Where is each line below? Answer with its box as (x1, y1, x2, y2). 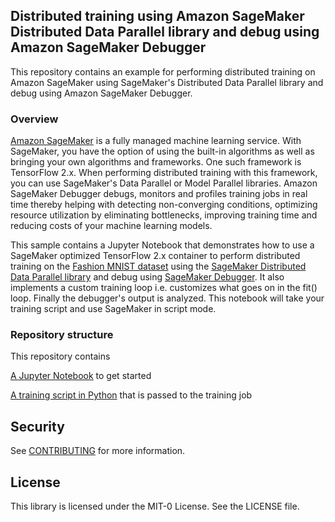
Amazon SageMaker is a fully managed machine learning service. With (10, 135, 302, 147)
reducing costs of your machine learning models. (10, 220, 213, 232)
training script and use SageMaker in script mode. (10, 303, 217, 315)
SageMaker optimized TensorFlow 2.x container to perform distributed (10, 250, 301, 262)
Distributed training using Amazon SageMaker (10, 8, 305, 25)
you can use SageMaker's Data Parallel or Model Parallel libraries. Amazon (10, 177, 318, 189)
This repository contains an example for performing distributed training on (10, 65, 316, 78)
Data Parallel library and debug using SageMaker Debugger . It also (10, 271, 285, 283)
